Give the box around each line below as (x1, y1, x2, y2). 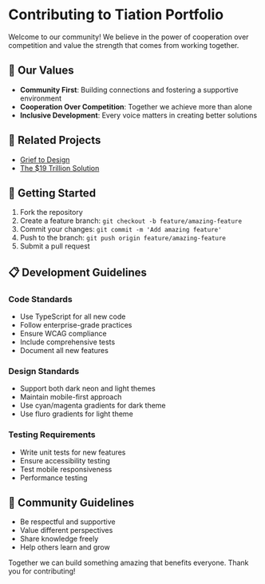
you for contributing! (8, 566, 76, 576)
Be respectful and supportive (19, 517, 116, 526)
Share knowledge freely (19, 534, 99, 544)
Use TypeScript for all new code (19, 312, 126, 321)
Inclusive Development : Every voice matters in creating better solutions (19, 110, 258, 120)
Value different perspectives (19, 526, 113, 535)
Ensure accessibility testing (19, 455, 110, 465)
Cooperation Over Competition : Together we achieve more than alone (19, 101, 253, 111)
